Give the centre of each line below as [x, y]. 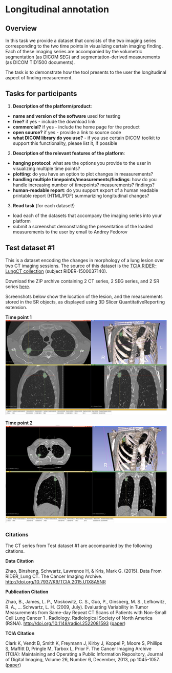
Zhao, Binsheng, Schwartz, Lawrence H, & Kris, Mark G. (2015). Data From [84, 571]
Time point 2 [19, 423]
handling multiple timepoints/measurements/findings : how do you [85, 179]
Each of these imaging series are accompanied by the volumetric [74, 51]
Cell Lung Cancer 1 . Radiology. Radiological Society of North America [79, 618]
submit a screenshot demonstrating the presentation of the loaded [83, 226]
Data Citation [20, 561]
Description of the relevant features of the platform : [69, 153]
